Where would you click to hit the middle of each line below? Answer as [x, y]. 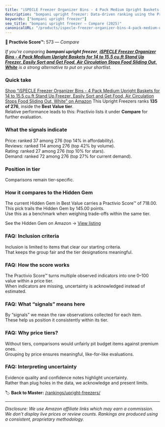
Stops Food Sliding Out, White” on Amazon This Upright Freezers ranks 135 [81, 101]
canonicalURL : [20, 28]
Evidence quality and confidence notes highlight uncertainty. [67, 377]
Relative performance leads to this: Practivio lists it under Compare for [76, 112]
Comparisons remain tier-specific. [40, 180]
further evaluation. [24, 117]
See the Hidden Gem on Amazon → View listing [53, 223]
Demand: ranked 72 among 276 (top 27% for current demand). [69, 156]
